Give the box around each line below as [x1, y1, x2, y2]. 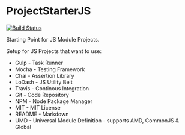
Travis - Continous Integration [14, 84, 89, 92]
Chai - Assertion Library [14, 72, 74, 79]
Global [14, 123, 31, 130]
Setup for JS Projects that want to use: [6, 47, 102, 55]
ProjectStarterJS [6, 4, 91, 18]
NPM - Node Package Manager [14, 98, 93, 105]
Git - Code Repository [14, 91, 69, 98]
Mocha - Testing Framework [14, 65, 85, 73]
